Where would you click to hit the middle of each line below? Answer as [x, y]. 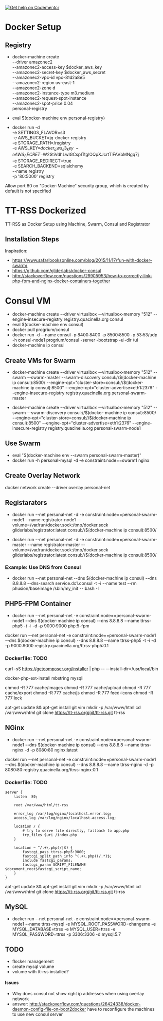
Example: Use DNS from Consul [43, 567]
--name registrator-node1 [51, 520]
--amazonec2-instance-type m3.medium [53, 93]
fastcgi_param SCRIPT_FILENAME [54, 865]
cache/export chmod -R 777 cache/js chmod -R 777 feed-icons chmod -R [79, 693]
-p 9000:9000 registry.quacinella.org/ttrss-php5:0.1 [57, 645]
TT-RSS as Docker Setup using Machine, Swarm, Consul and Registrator [78, 224]
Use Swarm [23, 444]
